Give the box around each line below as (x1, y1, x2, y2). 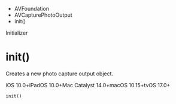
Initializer (5, 29, 28, 36)
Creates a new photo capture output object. (5, 70, 114, 77)
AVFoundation (14, 5, 49, 12)
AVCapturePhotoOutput (14, 11, 72, 19)
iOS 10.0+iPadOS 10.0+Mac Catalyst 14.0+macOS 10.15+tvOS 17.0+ (5, 81, 171, 88)
